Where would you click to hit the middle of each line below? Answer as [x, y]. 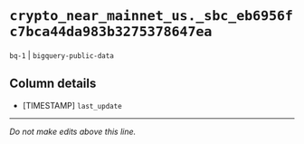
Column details [53, 84]
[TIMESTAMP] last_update [72, 105]
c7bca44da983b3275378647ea [111, 32]
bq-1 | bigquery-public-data [62, 55]
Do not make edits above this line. [73, 131]
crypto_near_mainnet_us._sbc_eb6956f [152, 16]
